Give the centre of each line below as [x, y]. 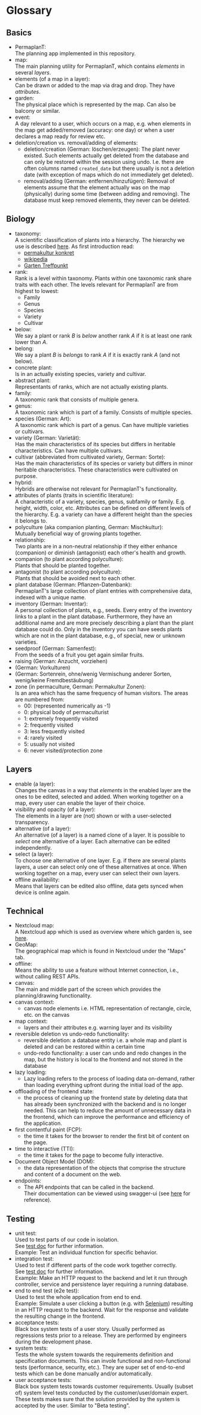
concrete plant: [33, 368]
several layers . [33, 72]
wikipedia [36, 259]
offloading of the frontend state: [54, 1091]
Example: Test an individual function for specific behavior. [86, 1252]
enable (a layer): [35, 784]
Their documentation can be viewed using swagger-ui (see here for [107, 1193]
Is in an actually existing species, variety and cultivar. [80, 374]
